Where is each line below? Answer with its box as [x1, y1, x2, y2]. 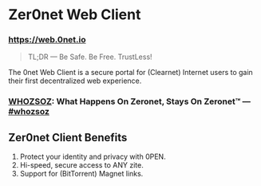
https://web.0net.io [8, 34, 86, 46]
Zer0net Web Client [8, 6, 141, 24]
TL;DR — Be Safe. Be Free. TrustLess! [27, 52, 153, 61]
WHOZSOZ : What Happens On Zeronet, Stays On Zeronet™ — [8, 96, 251, 107]
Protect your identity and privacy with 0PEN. [19, 152, 166, 161]
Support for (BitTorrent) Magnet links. [19, 169, 144, 179]
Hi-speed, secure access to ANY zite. [19, 160, 144, 170]
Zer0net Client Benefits [8, 130, 128, 144]
